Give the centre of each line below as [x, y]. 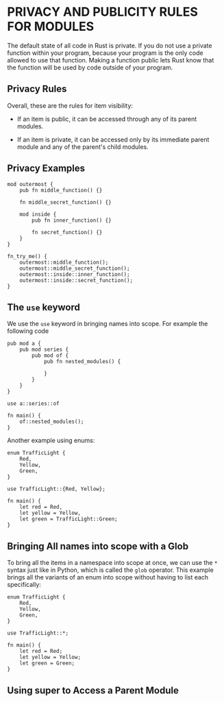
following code [28, 331]
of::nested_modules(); [52, 422]
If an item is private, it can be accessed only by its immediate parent [113, 139]
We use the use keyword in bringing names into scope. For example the [108, 324]
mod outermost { [30, 184]
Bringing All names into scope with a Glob [98, 546]
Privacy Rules [37, 89]
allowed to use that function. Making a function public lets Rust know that [111, 60]
